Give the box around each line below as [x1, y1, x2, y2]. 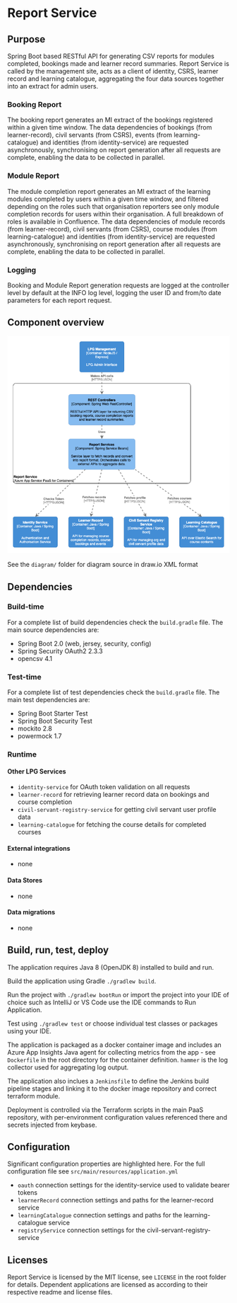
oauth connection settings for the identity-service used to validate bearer [17, 1181, 230, 1190]
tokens [17, 1188, 37, 1197]
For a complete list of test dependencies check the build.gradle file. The [7, 688, 220, 696]
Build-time [7, 602, 44, 612]
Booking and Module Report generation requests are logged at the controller [7, 281, 229, 289]
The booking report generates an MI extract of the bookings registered [7, 115, 213, 125]
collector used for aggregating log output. [7, 1063, 129, 1072]
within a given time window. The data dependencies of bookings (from [7, 123, 212, 132]
